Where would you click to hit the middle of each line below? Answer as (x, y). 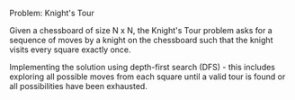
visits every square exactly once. (71, 50)
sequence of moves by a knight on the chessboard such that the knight (141, 40)
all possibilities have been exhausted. (79, 86)
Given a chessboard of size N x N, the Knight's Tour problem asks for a (141, 30)
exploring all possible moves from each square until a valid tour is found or (147, 77)
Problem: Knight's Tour (52, 13)
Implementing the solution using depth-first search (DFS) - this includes (143, 67)
